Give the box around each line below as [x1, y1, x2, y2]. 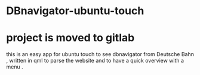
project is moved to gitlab [6, 31, 135, 45]
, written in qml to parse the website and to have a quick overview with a [6, 57, 184, 64]
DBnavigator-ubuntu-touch [6, 4, 144, 18]
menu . [6, 63, 23, 70]
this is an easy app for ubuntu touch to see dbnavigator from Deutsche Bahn [6, 51, 194, 58]
